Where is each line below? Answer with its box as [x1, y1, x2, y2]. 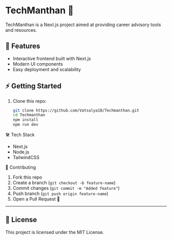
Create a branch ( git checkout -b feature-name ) [12, 180, 116, 186]
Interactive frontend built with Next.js [12, 55, 91, 61]
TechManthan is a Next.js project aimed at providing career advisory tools [5, 21, 161, 28]
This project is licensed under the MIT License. [5, 229, 104, 235]
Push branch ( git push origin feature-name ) [12, 190, 109, 197]
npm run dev [12, 122, 38, 127]
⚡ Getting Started [5, 82, 61, 91]
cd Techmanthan [12, 113, 46, 118]
